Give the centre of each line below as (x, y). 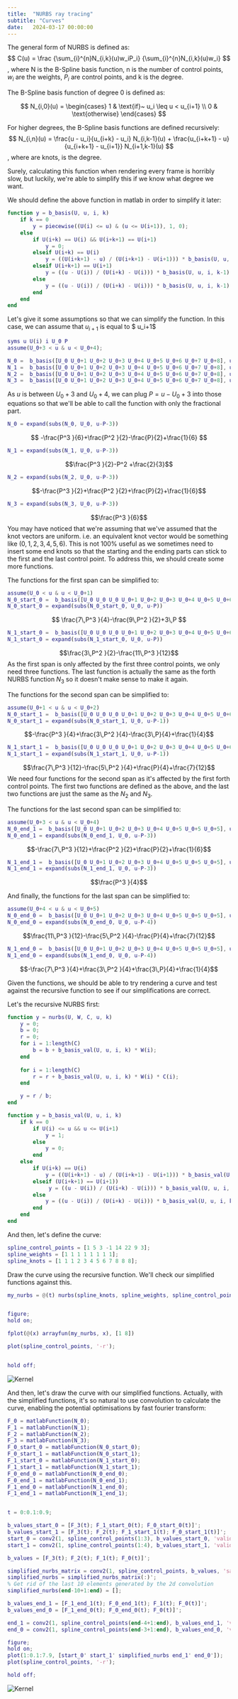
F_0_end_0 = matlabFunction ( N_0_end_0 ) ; (68, 1474)
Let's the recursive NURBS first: (54, 1004)
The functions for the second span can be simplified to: (88, 694)
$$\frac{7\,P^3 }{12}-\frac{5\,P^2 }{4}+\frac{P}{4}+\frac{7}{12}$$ (119, 767)
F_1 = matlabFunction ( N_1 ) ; (49, 1428)
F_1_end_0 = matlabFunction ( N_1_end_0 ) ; (68, 1487)
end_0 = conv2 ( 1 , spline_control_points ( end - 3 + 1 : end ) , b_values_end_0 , (115, 1629)
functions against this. (40, 1282)
